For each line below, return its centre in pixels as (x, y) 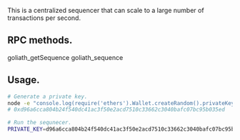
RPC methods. (40, 40)
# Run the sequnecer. (40, 123)
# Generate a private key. (47, 96)
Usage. (24, 80)
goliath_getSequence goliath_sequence (65, 57)
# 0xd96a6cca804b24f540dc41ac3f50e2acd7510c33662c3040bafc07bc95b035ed (116, 110)
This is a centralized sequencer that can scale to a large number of (106, 10)
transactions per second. (44, 18)
